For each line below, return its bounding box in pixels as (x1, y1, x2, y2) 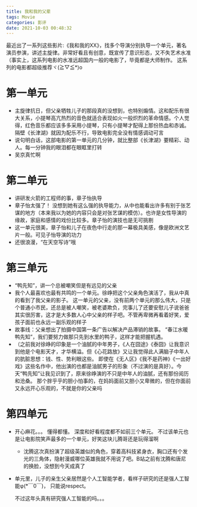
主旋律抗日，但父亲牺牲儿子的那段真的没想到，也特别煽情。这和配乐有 (14, 107, 185, 115)
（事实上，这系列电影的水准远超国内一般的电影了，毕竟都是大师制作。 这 (6, 56, 182, 63)
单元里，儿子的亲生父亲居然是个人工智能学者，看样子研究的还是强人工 (14, 475, 185, 482)
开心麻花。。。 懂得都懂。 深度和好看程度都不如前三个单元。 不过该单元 (14, 428, 184, 435)
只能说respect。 (49, 482, 89, 489)
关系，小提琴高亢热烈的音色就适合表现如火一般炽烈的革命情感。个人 (19, 115, 185, 122)
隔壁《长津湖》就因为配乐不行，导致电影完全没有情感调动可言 (14, 129, 164, 136)
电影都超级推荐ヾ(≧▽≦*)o (16, 64, 83, 71)
